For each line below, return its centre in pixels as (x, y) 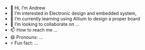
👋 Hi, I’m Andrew (28, 8)
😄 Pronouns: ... (27, 37)
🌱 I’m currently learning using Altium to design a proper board (75, 19)
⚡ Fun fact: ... (24, 43)
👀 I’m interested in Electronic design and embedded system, (73, 13)
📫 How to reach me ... (34, 30)
